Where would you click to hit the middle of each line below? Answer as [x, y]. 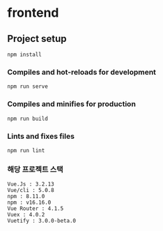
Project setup [37, 39]
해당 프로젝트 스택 [36, 169]
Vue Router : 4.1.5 [36, 209]
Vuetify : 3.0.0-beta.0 [42, 221]
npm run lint [26, 150]
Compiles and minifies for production [71, 104]
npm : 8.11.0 [26, 197]
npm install [24, 54]
